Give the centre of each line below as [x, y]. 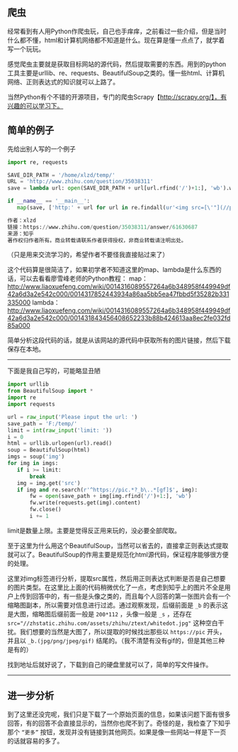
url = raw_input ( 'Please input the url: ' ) [73, 417]
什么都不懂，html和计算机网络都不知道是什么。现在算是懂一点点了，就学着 [116, 40]
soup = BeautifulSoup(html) [49, 450]
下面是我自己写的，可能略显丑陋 [54, 371]
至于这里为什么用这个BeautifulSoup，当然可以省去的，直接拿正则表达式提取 [118, 545]
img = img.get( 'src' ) [49, 483]
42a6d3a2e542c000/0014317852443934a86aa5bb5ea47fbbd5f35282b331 [118, 294]
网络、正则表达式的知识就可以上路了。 [63, 82]
